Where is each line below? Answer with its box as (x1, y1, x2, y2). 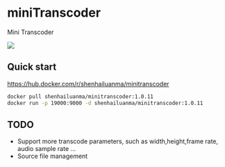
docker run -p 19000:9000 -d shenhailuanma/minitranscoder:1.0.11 (7, 100, 203, 106)
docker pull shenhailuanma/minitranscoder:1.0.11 (7, 93, 154, 100)
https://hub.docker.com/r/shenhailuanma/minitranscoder (7, 79, 169, 88)
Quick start (7, 61, 57, 73)
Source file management (17, 152, 88, 161)
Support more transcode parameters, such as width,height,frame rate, (17, 137, 219, 145)
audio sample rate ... (17, 145, 76, 153)
